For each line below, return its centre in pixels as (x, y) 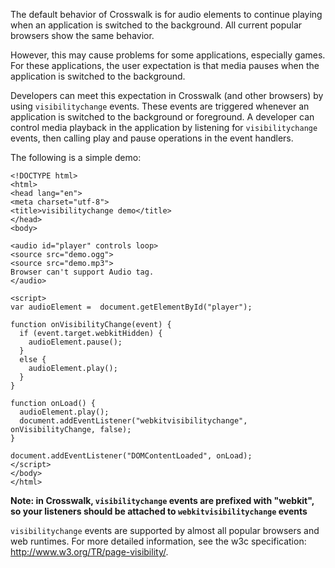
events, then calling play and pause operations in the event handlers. (152, 138)
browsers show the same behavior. (82, 35)
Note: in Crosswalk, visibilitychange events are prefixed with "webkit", (162, 500)
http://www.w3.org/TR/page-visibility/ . (89, 552)
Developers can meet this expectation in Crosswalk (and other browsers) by (167, 95)
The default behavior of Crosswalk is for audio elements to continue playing (166, 14)
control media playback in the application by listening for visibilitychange (164, 127)
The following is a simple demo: (76, 157)
